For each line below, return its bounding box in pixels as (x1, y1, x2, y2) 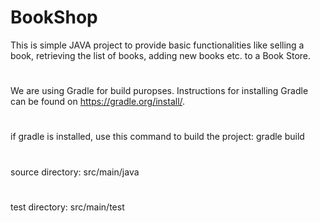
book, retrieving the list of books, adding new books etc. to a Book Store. (10, 49, 312, 61)
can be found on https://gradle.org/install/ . (10, 96, 186, 108)
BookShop (10, 6, 98, 29)
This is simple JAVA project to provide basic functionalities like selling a (10, 39, 305, 51)
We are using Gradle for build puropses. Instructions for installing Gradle (10, 85, 309, 97)
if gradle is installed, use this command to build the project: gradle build (10, 131, 305, 143)
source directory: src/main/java (10, 166, 140, 178)
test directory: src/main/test (10, 201, 125, 213)
